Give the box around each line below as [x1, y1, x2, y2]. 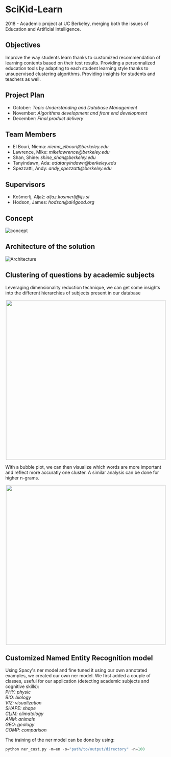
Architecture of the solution [5, 242, 95, 251]
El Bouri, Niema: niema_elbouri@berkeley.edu [12, 144, 109, 150]
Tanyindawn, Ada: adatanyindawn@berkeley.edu [12, 160, 116, 166]
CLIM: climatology [5, 710, 44, 717]
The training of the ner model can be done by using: [5, 737, 115, 743]
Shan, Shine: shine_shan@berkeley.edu [12, 154, 96, 160]
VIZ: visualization [5, 700, 42, 706]
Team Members [5, 130, 56, 139]
